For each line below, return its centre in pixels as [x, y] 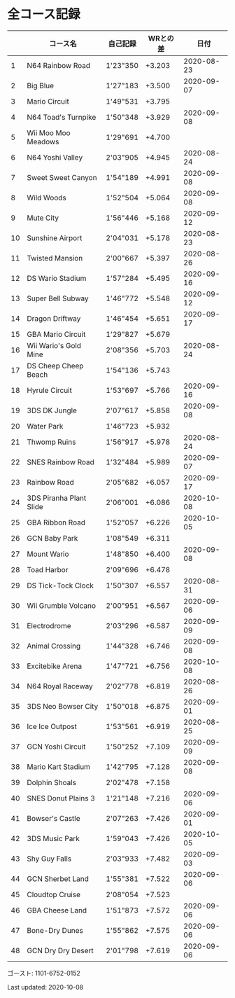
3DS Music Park [54, 838]
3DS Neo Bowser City [63, 706]
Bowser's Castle [54, 818]
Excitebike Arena [55, 666]
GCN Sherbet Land [58, 878]
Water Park [45, 426]
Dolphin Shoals [52, 782]
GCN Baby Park [52, 538]
